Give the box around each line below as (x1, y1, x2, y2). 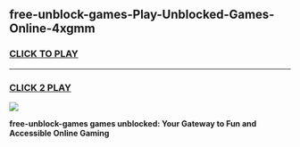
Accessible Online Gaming (9, 127, 110, 138)
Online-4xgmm (9, 21, 96, 37)
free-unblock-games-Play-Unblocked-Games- (9, 7, 275, 22)
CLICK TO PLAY (9, 48, 79, 61)
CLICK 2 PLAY (9, 81, 71, 94)
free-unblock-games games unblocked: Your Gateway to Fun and (9, 118, 257, 128)
